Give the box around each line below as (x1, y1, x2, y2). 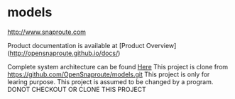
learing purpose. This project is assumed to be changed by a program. (7, 77, 214, 86)
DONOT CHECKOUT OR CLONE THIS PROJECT (7, 85, 147, 93)
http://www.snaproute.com (7, 28, 87, 36)
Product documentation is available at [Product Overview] (7, 41, 177, 49)
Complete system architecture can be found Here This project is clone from (7, 62, 229, 71)
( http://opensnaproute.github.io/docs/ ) (7, 49, 121, 57)
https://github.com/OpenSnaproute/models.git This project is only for (7, 70, 210, 78)
